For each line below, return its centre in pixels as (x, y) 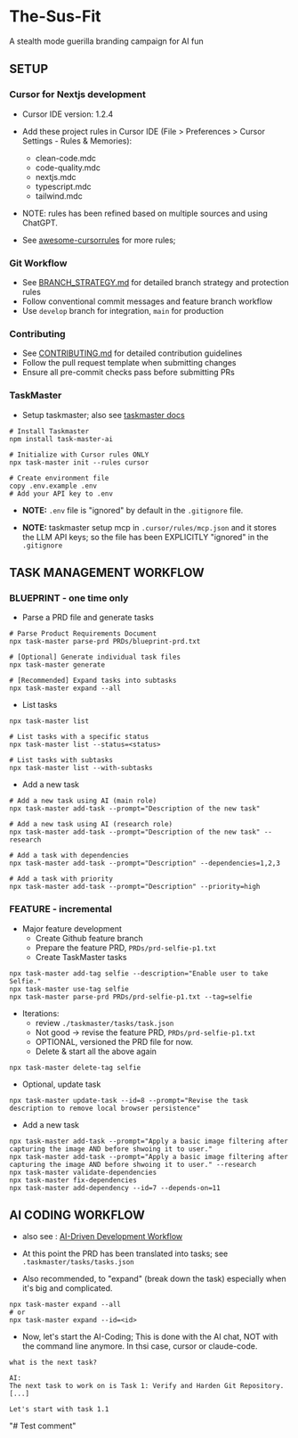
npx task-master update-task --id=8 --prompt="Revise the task (129, 1100)
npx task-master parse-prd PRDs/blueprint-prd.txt (105, 642)
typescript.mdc (63, 186)
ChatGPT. (40, 222)
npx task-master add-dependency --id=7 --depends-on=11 (115, 1187)
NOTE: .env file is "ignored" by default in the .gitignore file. (133, 510)
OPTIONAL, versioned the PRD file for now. (114, 1041)
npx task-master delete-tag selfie (75, 1067)
